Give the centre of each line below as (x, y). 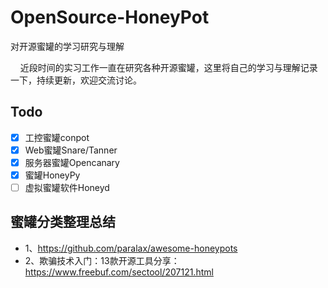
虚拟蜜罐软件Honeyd (67, 187)
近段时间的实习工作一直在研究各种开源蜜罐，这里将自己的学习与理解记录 (168, 67)
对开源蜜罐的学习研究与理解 (67, 46)
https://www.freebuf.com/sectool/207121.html (119, 272)
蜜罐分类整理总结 (63, 222)
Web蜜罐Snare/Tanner (71, 150)
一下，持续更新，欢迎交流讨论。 (76, 80)
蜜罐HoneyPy (52, 175)
